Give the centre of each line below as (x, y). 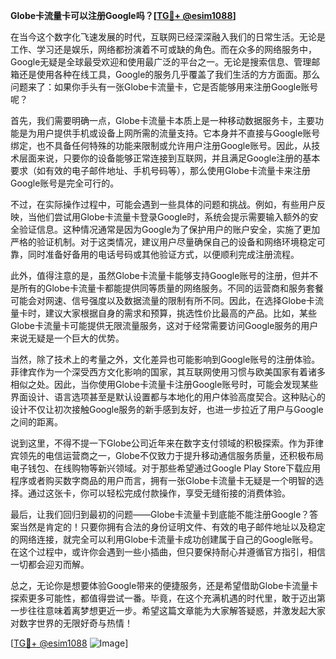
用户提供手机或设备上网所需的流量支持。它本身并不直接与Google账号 (178, 133)
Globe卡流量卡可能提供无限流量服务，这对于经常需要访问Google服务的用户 (164, 325)
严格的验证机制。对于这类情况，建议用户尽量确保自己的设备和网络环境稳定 (163, 242)
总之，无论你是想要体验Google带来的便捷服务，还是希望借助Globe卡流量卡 (164, 585)
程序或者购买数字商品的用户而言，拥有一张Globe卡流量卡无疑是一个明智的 (162, 480)
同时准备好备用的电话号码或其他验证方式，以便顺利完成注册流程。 (163, 254)
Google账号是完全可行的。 (65, 183)
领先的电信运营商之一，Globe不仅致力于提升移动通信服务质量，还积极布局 (171, 455)
